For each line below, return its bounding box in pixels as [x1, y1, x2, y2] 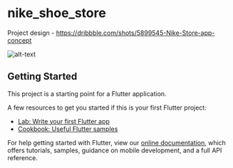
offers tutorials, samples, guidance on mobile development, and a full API [7, 146, 222, 154]
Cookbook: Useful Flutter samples [17, 125, 118, 133]
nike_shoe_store [7, 5, 107, 21]
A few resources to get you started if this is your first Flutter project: [7, 103, 207, 112]
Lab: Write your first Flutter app [17, 117, 110, 125]
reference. [7, 153, 38, 162]
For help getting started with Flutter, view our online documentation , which [7, 138, 227, 147]
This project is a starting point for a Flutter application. [7, 89, 167, 98]
